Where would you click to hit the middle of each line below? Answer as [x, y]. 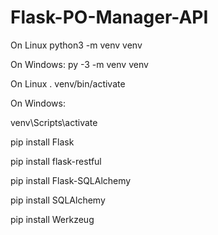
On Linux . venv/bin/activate [68, 83]
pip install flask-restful [56, 161]
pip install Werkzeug [52, 219]
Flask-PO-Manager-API [109, 17]
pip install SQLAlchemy [58, 200]
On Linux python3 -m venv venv [76, 45]
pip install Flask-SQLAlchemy [71, 180]
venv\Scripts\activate [54, 122]
